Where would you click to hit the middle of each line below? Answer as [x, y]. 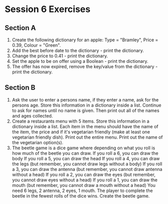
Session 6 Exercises [48, 9]
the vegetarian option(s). [37, 142]
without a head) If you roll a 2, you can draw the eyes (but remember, [84, 174]
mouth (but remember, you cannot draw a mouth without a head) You [84, 185]
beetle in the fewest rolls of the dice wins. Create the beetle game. [81, 196]
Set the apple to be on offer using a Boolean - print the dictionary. [80, 61]
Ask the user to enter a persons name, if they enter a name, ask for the [85, 99]
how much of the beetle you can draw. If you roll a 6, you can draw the [85, 153]
